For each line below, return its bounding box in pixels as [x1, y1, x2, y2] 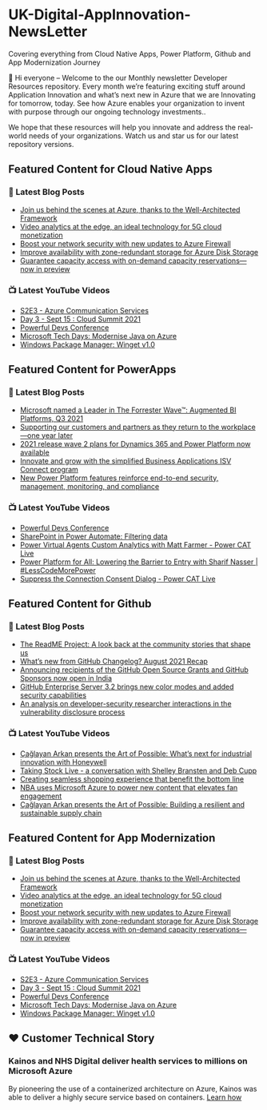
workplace [221, 422, 256, 432]
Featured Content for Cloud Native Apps [8, 162, 213, 177]
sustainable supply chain [19, 808, 102, 818]
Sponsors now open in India [19, 673, 112, 682]
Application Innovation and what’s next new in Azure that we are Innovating [8, 90, 256, 99]
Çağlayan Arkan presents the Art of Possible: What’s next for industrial [19, 749, 253, 758]
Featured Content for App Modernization [8, 831, 216, 845]
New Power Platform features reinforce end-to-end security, [19, 473, 219, 483]
